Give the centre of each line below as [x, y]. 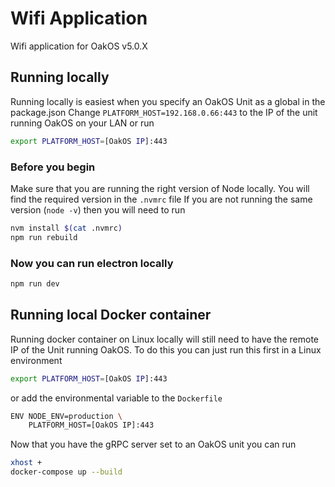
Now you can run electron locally [92, 263]
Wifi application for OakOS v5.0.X [79, 46]
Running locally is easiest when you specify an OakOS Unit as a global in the [168, 101]
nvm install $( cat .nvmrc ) [66, 228]
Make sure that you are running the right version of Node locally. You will [160, 188]
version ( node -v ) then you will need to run [98, 209]
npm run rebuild [44, 237]
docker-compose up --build [66, 472]
